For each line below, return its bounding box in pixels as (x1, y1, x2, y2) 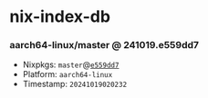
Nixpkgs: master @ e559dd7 (22, 59, 120, 70)
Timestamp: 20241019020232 (22, 79, 128, 90)
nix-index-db (9, 6, 111, 27)
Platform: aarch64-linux (22, 69, 113, 80)
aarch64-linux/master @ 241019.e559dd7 (9, 39, 199, 52)
